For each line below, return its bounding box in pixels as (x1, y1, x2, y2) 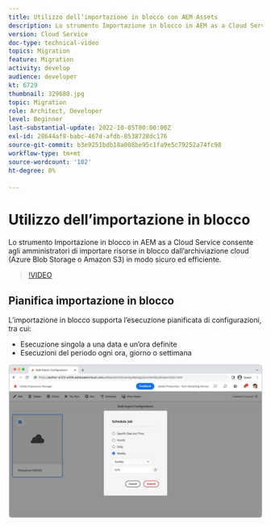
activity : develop (8, 65, 70, 73)
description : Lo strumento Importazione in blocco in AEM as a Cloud (8, 21, 248, 30)
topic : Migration (8, 98, 67, 107)
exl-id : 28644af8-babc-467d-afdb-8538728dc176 (8, 133, 168, 141)
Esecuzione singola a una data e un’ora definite (19, 339, 177, 349)
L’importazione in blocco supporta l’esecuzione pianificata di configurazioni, (8, 315, 262, 325)
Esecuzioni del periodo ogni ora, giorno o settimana (19, 348, 192, 357)
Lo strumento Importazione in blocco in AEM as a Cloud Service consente (8, 238, 254, 247)
